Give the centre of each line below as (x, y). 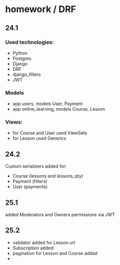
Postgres (22, 58)
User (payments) (30, 187)
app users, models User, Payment (48, 104)
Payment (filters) (30, 182)
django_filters (27, 74)
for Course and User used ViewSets (50, 133)
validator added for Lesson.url (44, 242)
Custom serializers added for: (36, 166)
